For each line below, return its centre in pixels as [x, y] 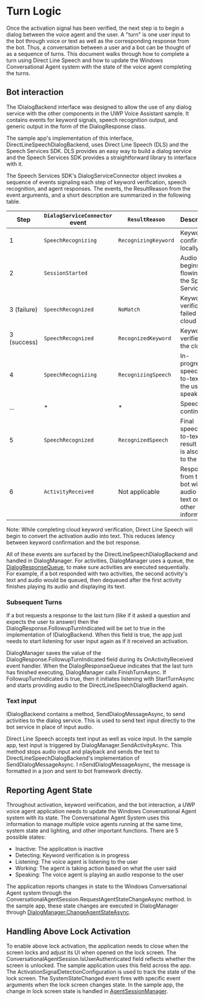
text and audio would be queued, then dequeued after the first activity [94, 580]
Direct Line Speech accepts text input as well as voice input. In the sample [99, 739]
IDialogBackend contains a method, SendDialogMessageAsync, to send [96, 714]
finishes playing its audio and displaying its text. [66, 586]
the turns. [18, 73]
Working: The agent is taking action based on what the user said [96, 868]
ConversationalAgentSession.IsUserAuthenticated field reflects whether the [101, 958]
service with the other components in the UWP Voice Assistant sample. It [98, 113]
